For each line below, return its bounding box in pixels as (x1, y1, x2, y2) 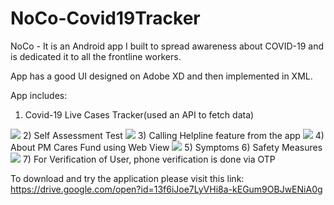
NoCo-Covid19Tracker (10, 7, 201, 30)
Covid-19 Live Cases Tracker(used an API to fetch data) (24, 108, 255, 121)
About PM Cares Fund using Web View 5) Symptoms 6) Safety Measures (10, 141, 323, 153)
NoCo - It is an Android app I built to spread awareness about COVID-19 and (10, 40, 325, 52)
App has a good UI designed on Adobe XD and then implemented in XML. (10, 70, 313, 82)
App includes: (10, 89, 68, 101)
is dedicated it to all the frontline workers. (10, 50, 182, 62)
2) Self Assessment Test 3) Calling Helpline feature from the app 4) (22, 129, 325, 141)
